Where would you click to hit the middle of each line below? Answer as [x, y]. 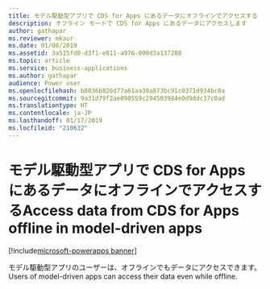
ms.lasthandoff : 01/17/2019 [56, 121]
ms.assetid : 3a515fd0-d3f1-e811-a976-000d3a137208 [95, 53]
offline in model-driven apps [106, 228]
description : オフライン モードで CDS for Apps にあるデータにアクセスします [128, 23]
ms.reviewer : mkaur [41, 38]
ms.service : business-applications [68, 68]
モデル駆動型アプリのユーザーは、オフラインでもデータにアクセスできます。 [135, 267]
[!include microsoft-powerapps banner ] [73, 250]
